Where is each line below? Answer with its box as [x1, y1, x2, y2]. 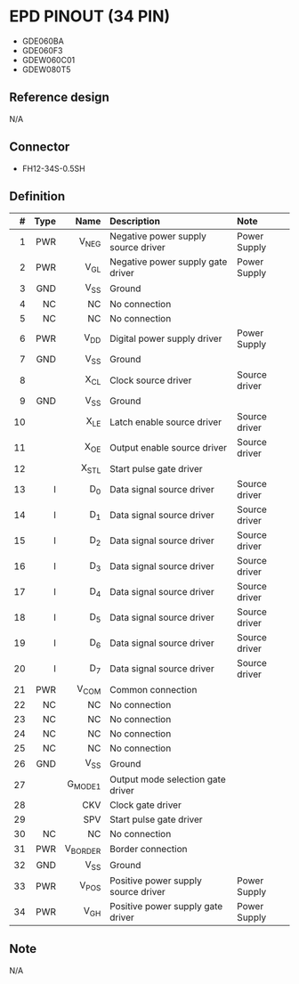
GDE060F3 [21, 45, 64, 55]
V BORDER [64, 842, 101, 856]
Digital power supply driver [109, 332, 222, 345]
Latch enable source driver [109, 416, 222, 428]
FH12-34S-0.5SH [21, 163, 86, 174]
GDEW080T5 [21, 64, 71, 75]
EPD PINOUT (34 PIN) [9, 6, 171, 27]
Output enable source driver [109, 441, 228, 453]
